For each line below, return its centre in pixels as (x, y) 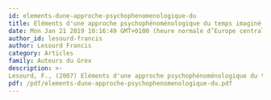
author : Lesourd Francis (50, 46)
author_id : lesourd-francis (56, 38)
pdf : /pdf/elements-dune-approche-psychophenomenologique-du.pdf (120, 83)
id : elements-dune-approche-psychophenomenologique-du (102, 16)
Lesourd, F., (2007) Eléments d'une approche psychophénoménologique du (133, 76)
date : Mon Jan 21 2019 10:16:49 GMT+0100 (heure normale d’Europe (122, 31)
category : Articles (41, 53)
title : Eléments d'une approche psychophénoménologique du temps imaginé (135, 23)
